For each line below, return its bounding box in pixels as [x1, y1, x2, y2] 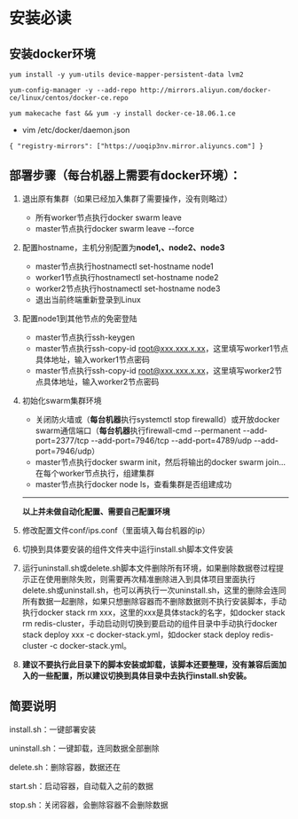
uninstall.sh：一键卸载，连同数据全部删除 [9, 743, 160, 753]
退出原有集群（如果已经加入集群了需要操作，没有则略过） [21, 193, 232, 204]
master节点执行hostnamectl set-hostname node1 [35, 261, 215, 272]
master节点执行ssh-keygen [35, 332, 136, 343]
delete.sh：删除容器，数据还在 [9, 761, 122, 772]
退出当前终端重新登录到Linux [35, 294, 142, 304]
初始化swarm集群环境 [21, 395, 102, 406]
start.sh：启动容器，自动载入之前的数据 [9, 780, 153, 791]
